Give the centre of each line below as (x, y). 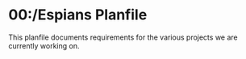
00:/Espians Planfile (78, 15)
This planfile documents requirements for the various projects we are (123, 37)
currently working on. (44, 45)
